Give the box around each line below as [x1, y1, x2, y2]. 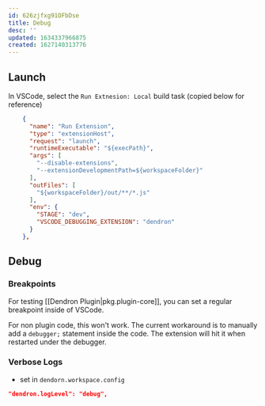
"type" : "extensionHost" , [28, 130, 115, 138]
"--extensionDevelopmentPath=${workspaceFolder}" [36, 167, 203, 175]
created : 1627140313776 [8, 41, 87, 49]
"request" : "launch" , [28, 137, 101, 145]
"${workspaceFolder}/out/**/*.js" [36, 188, 150, 196]
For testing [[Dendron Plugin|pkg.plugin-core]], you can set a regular [8, 296, 233, 305]
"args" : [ [28, 152, 62, 160]
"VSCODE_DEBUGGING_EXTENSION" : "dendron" [36, 218, 176, 226]
